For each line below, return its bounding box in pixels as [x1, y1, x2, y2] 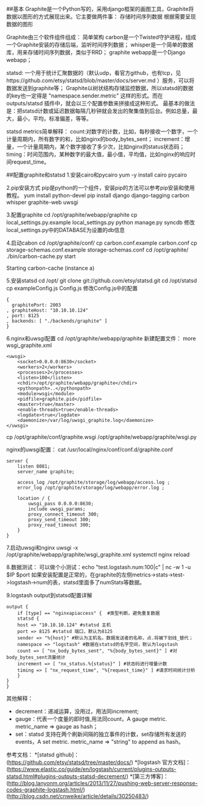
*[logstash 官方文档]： [134, 759, 191, 766]
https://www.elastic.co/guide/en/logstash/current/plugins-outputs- [8, 766, 177, 773]
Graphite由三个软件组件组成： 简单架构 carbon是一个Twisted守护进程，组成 [6, 33, 197, 41]
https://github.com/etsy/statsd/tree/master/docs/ [8, 759, 132, 766]
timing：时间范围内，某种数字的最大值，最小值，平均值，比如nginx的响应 [6, 151, 191, 158]
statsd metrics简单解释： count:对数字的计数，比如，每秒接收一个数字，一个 [6, 128, 198, 135]
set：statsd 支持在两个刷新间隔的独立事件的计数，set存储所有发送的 [15, 731, 187, 738]
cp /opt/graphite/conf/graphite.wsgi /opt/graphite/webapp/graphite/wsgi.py [6, 433, 197, 440]
